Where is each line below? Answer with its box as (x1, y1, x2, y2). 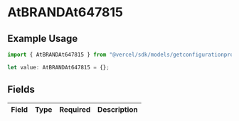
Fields (7, 83, 36, 96)
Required (59, 104, 91, 114)
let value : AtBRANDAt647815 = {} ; (7, 64, 110, 71)
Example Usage (7, 33, 78, 45)
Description (97, 104, 139, 114)
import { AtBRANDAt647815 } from (7, 51, 107, 58)
